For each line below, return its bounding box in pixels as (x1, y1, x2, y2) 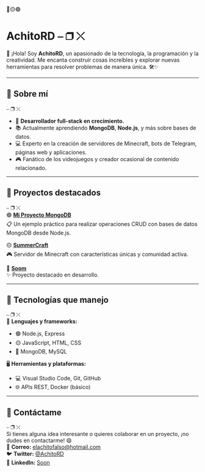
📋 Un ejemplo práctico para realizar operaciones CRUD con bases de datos (6, 220, 198, 228)
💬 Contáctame (6, 407, 62, 418)
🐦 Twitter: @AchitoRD (6, 450, 64, 457)
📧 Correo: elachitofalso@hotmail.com (6, 443, 101, 451)
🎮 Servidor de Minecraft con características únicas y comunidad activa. (6, 250, 189, 258)
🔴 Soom (6, 264, 27, 272)
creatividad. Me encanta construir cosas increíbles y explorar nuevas (6, 56, 180, 64)
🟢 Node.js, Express (15, 330, 65, 338)
